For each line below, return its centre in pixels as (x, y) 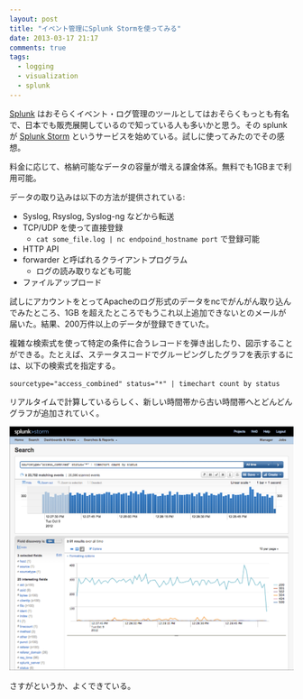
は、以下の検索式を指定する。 (64, 365)
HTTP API (41, 249)
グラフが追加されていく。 (57, 413)
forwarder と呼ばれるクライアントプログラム (105, 259)
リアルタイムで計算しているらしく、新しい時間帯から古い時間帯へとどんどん (151, 401)
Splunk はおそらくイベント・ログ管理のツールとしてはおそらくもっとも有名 (150, 114)
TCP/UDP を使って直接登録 (73, 227)
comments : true (38, 48)
